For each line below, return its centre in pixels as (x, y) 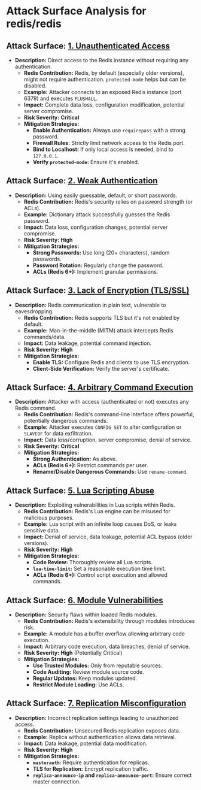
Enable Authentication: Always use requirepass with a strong (109, 130)
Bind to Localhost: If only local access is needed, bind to (103, 149)
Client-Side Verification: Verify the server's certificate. (101, 368)
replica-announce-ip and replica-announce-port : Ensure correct (112, 775)
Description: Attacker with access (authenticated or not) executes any (102, 402)
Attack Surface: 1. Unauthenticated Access (88, 46)
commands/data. (45, 337)
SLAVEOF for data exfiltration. (58, 434)
